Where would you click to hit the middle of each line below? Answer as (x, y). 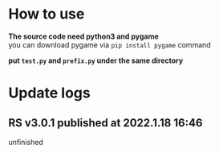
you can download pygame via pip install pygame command (109, 44)
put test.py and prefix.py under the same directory (96, 60)
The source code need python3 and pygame (83, 36)
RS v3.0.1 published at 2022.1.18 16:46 (105, 123)
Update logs (49, 93)
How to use (47, 14)
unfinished (26, 142)
